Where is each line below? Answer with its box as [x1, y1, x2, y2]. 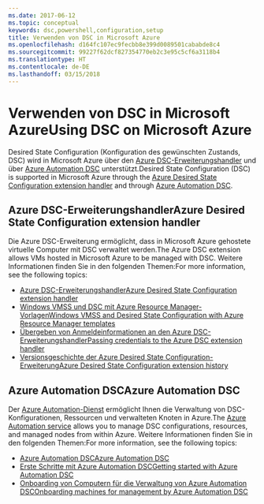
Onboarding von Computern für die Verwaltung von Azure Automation [19, 479, 247, 488]
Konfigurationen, [8, 413, 63, 423]
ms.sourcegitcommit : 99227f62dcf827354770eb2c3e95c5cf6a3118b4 [8, 48, 221, 56]
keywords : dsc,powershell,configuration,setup [8, 26, 164, 34]
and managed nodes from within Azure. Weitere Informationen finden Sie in [8, 430, 253, 439]
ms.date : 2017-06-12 [8, 11, 76, 20]
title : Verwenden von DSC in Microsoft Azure [8, 33, 160, 42]
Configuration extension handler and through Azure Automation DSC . [8, 181, 233, 190]
